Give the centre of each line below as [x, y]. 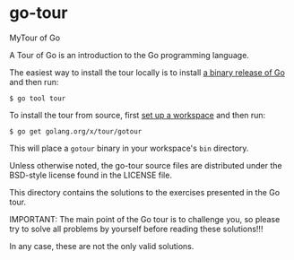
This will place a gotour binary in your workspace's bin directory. [129, 148]
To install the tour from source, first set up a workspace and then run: [138, 115]
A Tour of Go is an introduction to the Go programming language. [129, 55]
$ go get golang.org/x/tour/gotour [76, 131]
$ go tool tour [38, 98]
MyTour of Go [35, 38]
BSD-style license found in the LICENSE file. [91, 175]
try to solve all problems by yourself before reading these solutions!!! [136, 229]
